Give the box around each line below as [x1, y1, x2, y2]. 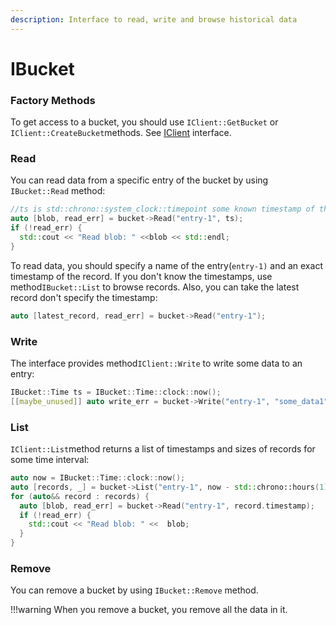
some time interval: [10, 454, 90, 465]
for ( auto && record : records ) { [10, 491, 150, 501]
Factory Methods [10, 93, 96, 107]
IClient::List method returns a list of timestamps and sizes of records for [10, 443, 316, 455]
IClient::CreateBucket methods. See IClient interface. [10, 127, 232, 139]
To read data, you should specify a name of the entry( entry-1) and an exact [10, 259, 323, 271]
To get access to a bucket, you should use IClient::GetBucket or [10, 116, 279, 128]
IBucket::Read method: [10, 185, 106, 197]
